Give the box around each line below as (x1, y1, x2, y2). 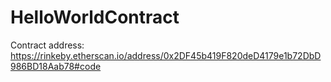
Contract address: (10, 39, 85, 51)
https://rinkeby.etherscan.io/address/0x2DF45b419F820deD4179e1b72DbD (10, 49, 322, 61)
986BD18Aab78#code (10, 60, 102, 72)
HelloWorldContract (10, 6, 180, 29)
